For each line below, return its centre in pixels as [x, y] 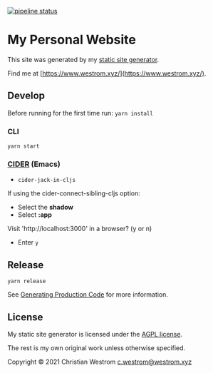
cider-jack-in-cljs [47, 180]
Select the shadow [45, 208]
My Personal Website [72, 40]
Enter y [28, 242]
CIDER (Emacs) [34, 164]
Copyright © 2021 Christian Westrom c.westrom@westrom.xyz [100, 362]
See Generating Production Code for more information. [88, 295]
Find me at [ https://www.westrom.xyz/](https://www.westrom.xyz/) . [107, 73]
